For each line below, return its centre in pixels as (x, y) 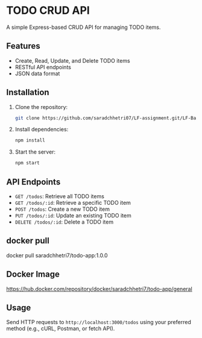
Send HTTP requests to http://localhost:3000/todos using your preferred (99, 322)
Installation (28, 92)
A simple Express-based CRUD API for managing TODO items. (84, 27)
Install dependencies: (42, 130)
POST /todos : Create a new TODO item (62, 209)
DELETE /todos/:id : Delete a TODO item (64, 222)
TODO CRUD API (48, 11)
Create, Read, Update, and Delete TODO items (73, 60)
